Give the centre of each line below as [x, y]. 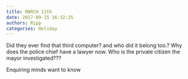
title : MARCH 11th [29, 12]
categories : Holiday [32, 28]
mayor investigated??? [34, 58]
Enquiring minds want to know [43, 70]
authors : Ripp [24, 23]
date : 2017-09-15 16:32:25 [40, 17]
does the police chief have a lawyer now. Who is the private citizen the [93, 52]
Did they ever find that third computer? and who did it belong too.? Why [94, 45]
